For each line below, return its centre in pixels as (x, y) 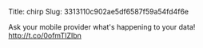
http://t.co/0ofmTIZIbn (45, 36)
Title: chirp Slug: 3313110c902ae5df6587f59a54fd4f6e (99, 12)
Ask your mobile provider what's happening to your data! (102, 27)
